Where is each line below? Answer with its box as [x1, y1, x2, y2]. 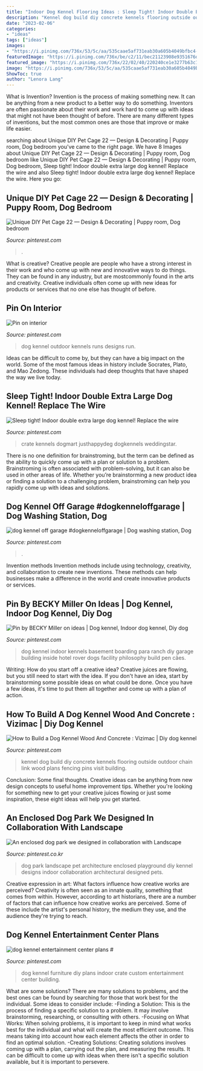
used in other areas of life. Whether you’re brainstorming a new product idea [6, 471, 197, 478]
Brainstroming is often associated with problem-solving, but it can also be [6, 464, 190, 472]
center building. [21, 975, 60, 983]
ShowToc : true [6, 71, 42, 77]
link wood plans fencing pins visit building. [21, 764, 127, 772]
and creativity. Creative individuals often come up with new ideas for [6, 279, 177, 286]
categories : [6, 25, 36, 32]
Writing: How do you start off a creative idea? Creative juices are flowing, [6, 666, 188, 673]
